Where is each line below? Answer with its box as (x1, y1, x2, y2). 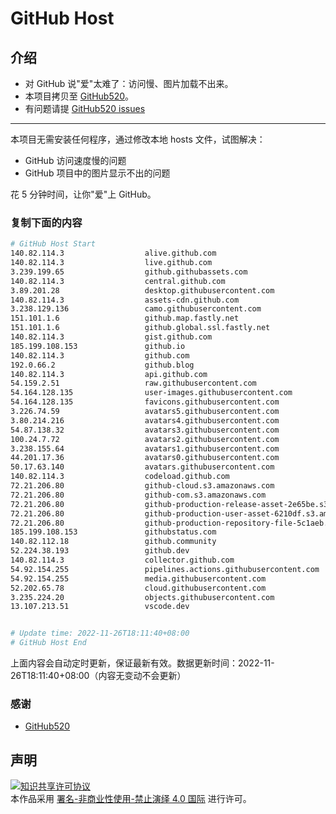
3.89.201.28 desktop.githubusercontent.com (10, 285, 275, 296)
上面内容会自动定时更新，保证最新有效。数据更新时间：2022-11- (10, 657, 275, 669)
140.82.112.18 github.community (10, 537, 217, 547)
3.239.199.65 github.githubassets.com (10, 267, 248, 277)
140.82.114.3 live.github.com (10, 258, 213, 268)
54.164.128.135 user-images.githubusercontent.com (10, 388, 293, 398)
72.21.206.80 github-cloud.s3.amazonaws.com (10, 481, 275, 491)
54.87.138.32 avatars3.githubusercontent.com (10, 425, 280, 435)
